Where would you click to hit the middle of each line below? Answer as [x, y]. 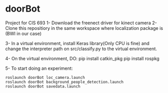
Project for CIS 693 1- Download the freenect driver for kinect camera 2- [81, 23]
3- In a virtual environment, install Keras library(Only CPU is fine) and [77, 43]
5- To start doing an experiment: [39, 68]
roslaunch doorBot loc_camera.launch [45, 77]
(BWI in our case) [23, 33]
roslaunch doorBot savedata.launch [43, 86]
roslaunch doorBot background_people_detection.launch [64, 82]
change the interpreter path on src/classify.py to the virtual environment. [81, 49]
